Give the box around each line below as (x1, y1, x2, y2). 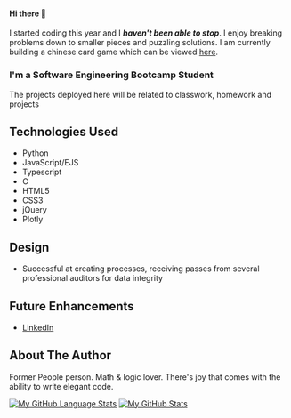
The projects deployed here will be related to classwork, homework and (9, 89, 272, 100)
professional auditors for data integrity (21, 273, 163, 284)
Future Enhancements (9, 299, 135, 314)
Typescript (21, 166, 62, 178)
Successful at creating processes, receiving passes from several (21, 263, 260, 274)
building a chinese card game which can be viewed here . (9, 46, 219, 58)
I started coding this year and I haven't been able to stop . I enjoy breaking (9, 28, 283, 38)
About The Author (9, 348, 112, 363)
